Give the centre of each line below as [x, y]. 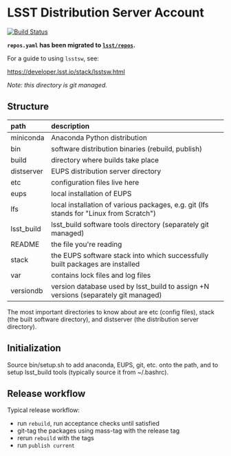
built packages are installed [95, 264]
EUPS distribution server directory [106, 171]
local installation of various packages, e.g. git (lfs [130, 204]
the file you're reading [87, 244]
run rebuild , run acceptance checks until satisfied [88, 424]
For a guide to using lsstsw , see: [53, 58]
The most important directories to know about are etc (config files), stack [111, 312]
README [25, 244]
